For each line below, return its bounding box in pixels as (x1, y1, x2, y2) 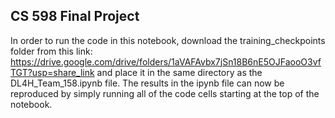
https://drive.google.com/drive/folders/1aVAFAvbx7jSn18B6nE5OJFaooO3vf (10, 55, 322, 68)
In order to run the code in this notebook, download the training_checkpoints (10, 34, 326, 46)
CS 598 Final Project (10, 8, 140, 25)
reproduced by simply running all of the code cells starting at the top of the (10, 87, 320, 99)
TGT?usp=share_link (10, 66, 95, 78)
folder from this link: (10, 45, 93, 57)
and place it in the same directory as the (96, 66, 263, 78)
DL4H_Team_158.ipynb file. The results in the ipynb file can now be (10, 77, 285, 89)
